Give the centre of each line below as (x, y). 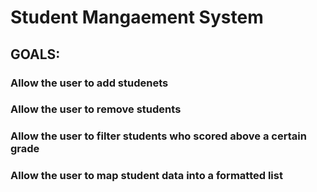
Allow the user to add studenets (89, 83)
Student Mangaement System (137, 17)
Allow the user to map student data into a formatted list (146, 176)
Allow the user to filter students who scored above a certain (158, 136)
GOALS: (35, 54)
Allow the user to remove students (96, 109)
